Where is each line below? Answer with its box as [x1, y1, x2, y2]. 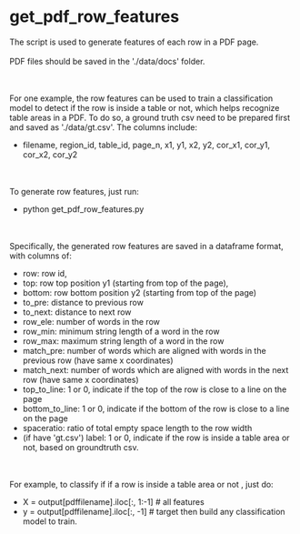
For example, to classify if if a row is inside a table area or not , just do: [9, 479, 275, 489]
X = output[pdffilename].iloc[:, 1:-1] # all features [22, 496, 205, 507]
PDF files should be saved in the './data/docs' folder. [9, 55, 205, 66]
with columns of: [9, 250, 73, 261]
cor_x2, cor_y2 [22, 148, 78, 160]
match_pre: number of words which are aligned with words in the [22, 345, 266, 356]
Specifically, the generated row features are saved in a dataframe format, [9, 240, 284, 251]
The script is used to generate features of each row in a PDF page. [9, 36, 259, 47]
